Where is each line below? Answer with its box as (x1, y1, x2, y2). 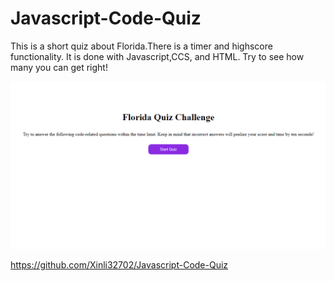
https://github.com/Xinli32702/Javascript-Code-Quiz (10, 258, 229, 271)
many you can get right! (10, 61, 108, 73)
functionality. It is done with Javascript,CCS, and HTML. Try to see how (10, 50, 305, 62)
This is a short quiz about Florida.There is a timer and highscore (10, 40, 273, 52)
